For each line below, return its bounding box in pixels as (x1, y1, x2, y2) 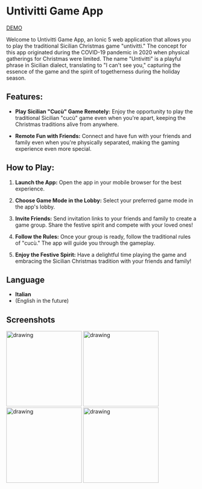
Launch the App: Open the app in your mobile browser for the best (14, 178, 182, 186)
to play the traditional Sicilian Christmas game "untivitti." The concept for (6, 42, 187, 49)
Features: (6, 92, 43, 102)
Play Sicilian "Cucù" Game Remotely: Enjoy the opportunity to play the (14, 107, 193, 115)
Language (6, 274, 45, 285)
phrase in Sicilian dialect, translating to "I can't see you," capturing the (6, 62, 181, 69)
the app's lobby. (14, 203, 55, 210)
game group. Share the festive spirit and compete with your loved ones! (14, 221, 194, 229)
